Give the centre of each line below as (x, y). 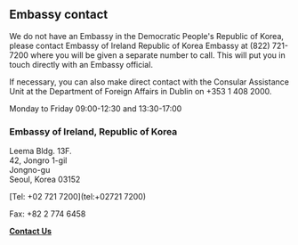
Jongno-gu (30, 170)
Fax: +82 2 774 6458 (48, 214)
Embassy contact (59, 15)
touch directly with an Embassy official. (81, 64)
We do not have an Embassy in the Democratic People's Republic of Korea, (147, 36)
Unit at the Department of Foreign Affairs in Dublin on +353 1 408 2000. (141, 91)
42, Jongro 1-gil (38, 160)
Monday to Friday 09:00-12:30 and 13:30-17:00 (96, 108)
